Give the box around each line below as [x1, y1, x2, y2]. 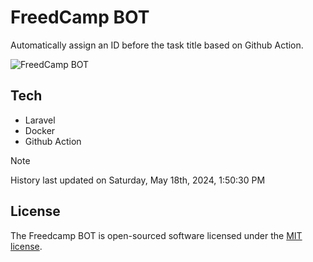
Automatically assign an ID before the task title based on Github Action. [10, 39, 304, 51]
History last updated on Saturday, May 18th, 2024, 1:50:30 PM [10, 174, 266, 186]
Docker [24, 124, 56, 136]
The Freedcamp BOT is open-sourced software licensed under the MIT [10, 229, 303, 241]
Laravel [24, 114, 56, 126]
